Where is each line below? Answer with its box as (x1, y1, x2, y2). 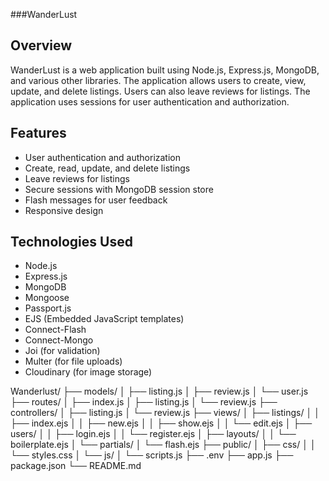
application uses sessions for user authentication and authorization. (10, 95, 290, 108)
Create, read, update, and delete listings (24, 162, 191, 174)
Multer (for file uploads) (24, 355, 123, 368)
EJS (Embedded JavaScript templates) (24, 313, 185, 325)
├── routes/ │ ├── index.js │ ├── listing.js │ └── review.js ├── (10, 396, 278, 408)
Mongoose (24, 292, 70, 304)
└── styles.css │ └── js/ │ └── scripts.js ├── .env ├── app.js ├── (10, 449, 294, 461)
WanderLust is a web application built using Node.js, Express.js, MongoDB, (10, 64, 320, 76)
